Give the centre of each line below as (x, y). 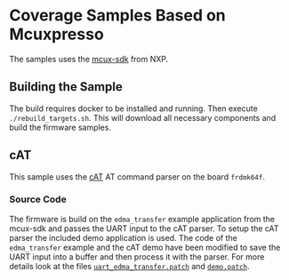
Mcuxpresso (56, 34)
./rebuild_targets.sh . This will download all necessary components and (143, 117)
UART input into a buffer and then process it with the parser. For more (137, 256)
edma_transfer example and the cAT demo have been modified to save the (145, 247)
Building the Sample (66, 87)
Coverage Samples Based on (118, 16)
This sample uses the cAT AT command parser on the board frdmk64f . (137, 176)
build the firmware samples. (60, 127)
